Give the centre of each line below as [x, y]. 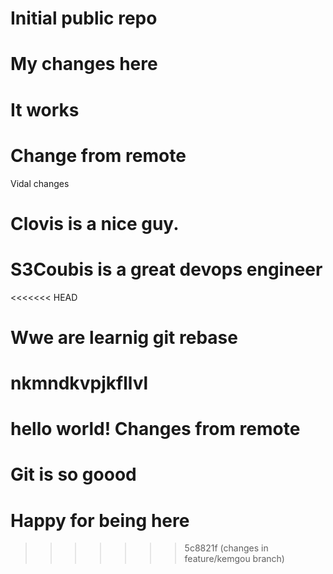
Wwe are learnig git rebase [124, 337]
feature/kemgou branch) [234, 559]
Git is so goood [73, 474]
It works [45, 109]
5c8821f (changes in [226, 548]
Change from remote [98, 155]
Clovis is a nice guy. [95, 223]
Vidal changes [40, 183]
